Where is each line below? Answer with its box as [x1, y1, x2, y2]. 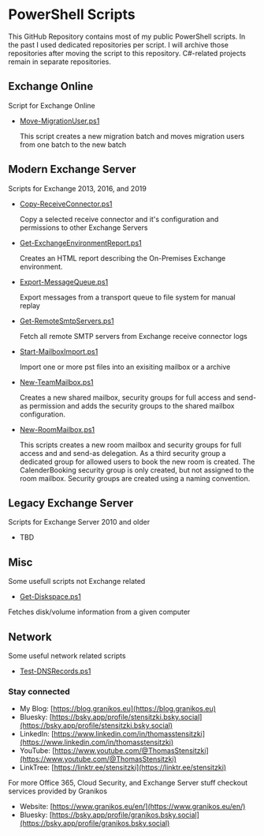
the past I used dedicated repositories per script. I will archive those [8, 40, 229, 49]
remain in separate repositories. [8, 57, 112, 66]
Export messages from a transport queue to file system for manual [19, 292, 236, 302]
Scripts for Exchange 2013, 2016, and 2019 [8, 183, 147, 193]
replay [19, 300, 41, 310]
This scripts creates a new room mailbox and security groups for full [19, 440, 242, 450]
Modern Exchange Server [8, 163, 136, 176]
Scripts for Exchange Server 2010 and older [8, 518, 151, 527]
